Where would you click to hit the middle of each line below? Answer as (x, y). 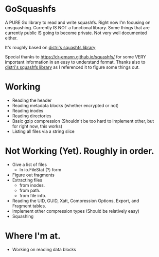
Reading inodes (28, 110)
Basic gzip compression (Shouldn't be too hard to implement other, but (83, 121)
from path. (30, 190)
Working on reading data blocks (44, 249)
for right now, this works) (37, 126)
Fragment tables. (29, 206)
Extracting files (27, 180)
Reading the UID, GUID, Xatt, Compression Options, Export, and (76, 201)
